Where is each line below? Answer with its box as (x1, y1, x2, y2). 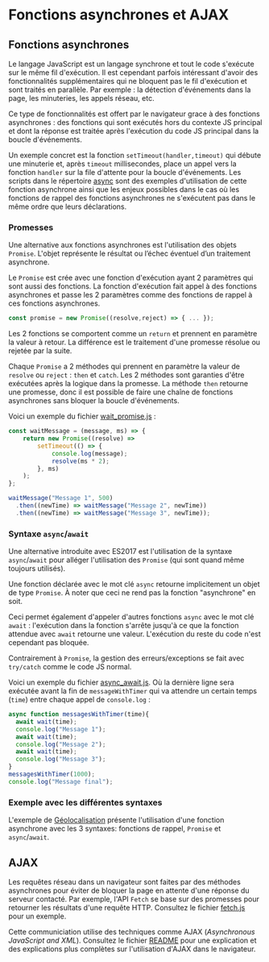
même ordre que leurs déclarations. (8, 202, 127, 211)
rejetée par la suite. (8, 346, 72, 356)
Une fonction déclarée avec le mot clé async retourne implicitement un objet (8, 579, 260, 589)
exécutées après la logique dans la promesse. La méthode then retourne (8, 379, 249, 389)
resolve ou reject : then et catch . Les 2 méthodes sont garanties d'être (8, 370, 245, 380)
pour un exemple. (8, 911, 67, 921)
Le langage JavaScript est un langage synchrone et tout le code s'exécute (8, 59, 255, 69)
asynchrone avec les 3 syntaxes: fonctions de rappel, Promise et (8, 824, 221, 834)
